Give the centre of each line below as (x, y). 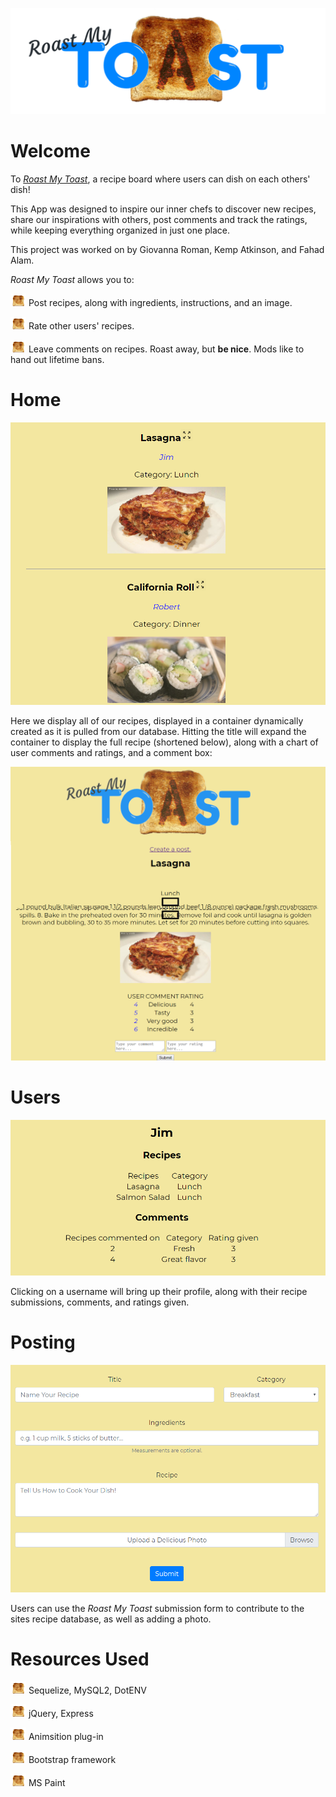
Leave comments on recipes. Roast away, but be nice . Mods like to (166, 349)
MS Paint (47, 1783)
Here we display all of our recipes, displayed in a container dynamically (157, 721)
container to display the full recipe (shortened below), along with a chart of (164, 742)
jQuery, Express (61, 1714)
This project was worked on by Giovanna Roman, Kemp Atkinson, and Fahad (167, 250)
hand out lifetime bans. (57, 360)
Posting (43, 1342)
